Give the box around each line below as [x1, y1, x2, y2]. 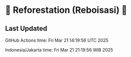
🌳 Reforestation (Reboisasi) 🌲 [5, 4, 128, 16]
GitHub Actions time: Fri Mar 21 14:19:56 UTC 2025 [5, 37, 109, 43]
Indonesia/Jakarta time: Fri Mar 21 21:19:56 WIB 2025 [5, 47, 113, 53]
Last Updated [5, 24, 47, 33]
